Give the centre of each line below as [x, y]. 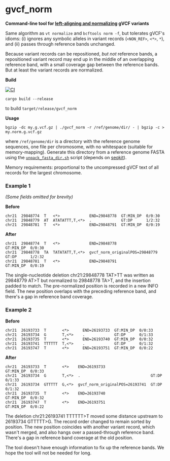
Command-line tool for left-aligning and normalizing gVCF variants [77, 23]
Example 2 [19, 310]
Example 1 [18, 186]
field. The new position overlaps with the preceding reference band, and [81, 291]
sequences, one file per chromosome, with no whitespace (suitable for [79, 147]
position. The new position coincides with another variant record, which [80, 427]
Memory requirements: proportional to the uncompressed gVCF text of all [82, 167]
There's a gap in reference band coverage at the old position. [69, 438]
